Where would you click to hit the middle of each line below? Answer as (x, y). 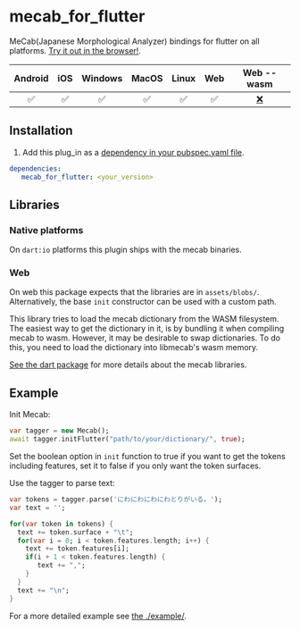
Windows (102, 78)
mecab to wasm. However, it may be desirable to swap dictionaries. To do (145, 338)
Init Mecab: (30, 415)
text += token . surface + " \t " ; (75, 532)
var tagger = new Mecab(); (59, 431)
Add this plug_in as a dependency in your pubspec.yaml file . (133, 152)
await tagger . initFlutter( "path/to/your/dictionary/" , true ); (127, 440)
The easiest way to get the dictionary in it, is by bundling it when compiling (147, 329)
